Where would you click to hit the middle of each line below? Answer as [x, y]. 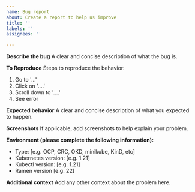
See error [27, 99]
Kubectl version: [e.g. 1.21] [47, 164]
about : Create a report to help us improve [61, 17]
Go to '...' [26, 80]
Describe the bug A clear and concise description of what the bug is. [92, 56]
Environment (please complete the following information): [80, 140]
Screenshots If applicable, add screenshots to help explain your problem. [97, 128]
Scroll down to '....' [38, 92]
